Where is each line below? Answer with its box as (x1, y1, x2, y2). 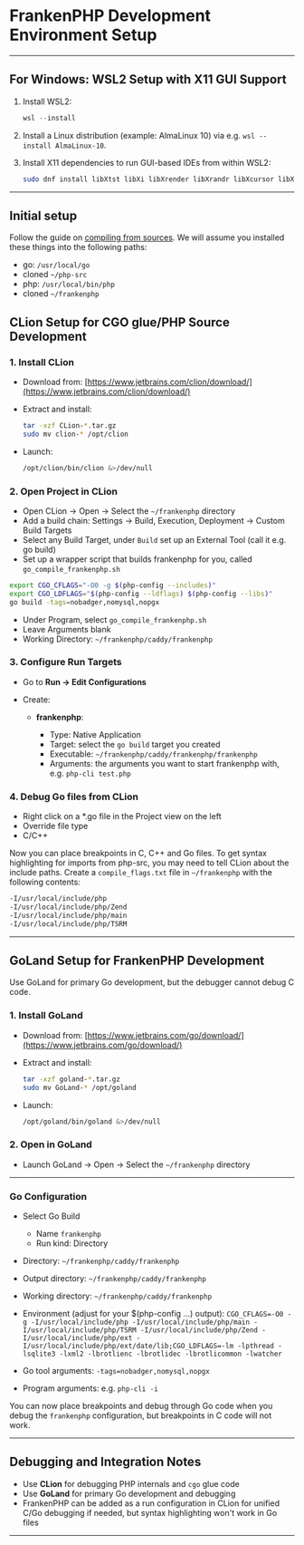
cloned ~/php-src (22, 269, 88, 280)
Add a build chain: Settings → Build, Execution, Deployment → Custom (22, 515, 285, 526)
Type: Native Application (49, 729, 142, 739)
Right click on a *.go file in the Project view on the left (22, 811, 222, 822)
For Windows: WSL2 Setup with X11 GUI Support (9, 72, 287, 87)
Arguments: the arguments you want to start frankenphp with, (49, 758, 280, 768)
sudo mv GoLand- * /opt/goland (22, 1083, 138, 1092)
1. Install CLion (9, 355, 75, 368)
